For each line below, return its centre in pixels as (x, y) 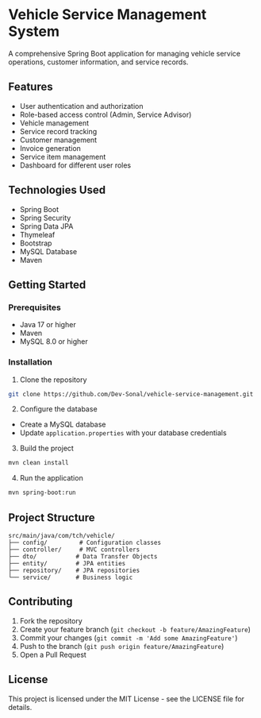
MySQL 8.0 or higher (54, 342)
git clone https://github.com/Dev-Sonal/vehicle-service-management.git (131, 394)
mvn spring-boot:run (42, 493)
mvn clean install (38, 463)
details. (20, 707)
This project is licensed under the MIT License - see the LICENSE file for (126, 699)
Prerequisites (35, 307)
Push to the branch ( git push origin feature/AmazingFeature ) (122, 646)
